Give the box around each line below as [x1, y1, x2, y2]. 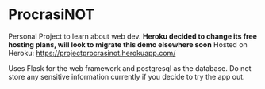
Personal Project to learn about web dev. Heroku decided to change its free [8, 32, 258, 41]
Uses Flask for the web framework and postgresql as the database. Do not [8, 63, 252, 72]
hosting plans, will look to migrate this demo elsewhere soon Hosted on [8, 39, 248, 49]
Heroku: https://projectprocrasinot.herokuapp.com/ [8, 48, 176, 57]
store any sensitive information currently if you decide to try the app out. [8, 72, 245, 81]
